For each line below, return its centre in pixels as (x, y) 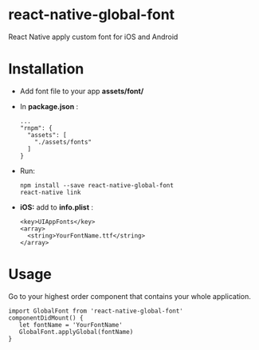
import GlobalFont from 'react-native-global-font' (96, 311)
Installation (46, 69)
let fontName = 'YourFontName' (71, 324)
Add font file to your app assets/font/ (82, 91)
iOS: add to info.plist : (57, 207)
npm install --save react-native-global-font (96, 185)
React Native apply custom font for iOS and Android (93, 37)
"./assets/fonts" (63, 142)
